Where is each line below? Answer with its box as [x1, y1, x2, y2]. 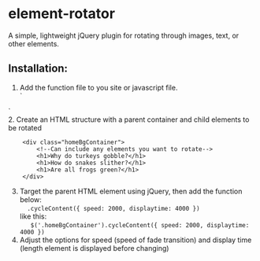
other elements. [8, 39, 59, 48]
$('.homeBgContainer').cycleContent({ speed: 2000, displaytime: [30, 221, 250, 229]
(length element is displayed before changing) [19, 243, 169, 252]
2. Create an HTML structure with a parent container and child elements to [8, 115, 250, 124]
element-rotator [8, 5, 116, 23]
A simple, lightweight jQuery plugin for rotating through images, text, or [8, 31, 240, 40]
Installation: [8, 62, 69, 75]
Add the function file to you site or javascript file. [19, 83, 178, 92]
